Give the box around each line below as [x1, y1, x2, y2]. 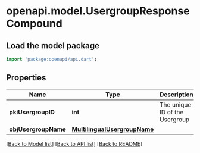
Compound [6, 17, 62, 30]
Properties [6, 73, 46, 83]
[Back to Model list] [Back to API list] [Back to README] [6, 140, 143, 147]
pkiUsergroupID [9, 108, 55, 116]
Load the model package [6, 40, 100, 51]
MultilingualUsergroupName [71, 125, 154, 133]
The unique [160, 100, 192, 108]
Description [160, 90, 193, 99]
